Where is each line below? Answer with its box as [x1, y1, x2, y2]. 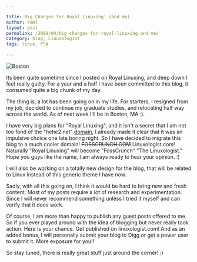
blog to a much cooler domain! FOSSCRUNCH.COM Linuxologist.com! [6, 141, 175, 148]
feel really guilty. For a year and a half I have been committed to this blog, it [6, 80, 189, 87]
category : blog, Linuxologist [6, 36, 81, 42]
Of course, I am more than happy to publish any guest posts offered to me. [6, 213, 187, 220]
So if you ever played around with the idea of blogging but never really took [6, 219, 189, 226]
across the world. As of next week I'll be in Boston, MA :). [6, 110, 145, 117]
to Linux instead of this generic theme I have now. [6, 171, 126, 178]
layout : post [6, 25, 38, 31]
